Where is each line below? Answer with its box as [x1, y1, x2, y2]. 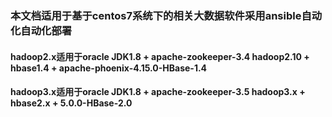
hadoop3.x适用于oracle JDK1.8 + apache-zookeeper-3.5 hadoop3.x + [10, 86, 306, 98]
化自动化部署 [10, 23, 73, 37]
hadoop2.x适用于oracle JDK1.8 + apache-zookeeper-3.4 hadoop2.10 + [10, 50, 310, 62]
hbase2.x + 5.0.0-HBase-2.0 [10, 97, 133, 109]
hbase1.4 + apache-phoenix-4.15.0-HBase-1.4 [10, 62, 208, 74]
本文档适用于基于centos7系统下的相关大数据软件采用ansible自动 [10, 8, 323, 22]
